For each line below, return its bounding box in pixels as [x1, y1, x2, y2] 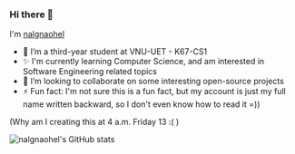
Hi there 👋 [9, 8, 54, 21]
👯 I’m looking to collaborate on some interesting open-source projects [22, 76, 284, 87]
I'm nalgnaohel [9, 29, 65, 40]
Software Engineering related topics [22, 66, 157, 77]
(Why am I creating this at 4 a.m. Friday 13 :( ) [9, 117, 180, 128]
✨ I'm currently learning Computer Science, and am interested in [22, 56, 265, 67]
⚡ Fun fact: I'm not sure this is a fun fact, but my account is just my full [22, 86, 286, 97]
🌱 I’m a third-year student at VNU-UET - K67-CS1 [22, 46, 208, 57]
